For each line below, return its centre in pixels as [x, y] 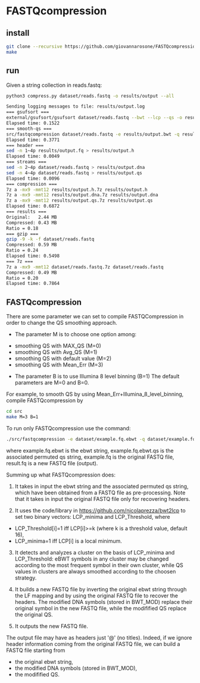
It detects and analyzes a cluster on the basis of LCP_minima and [95, 552]
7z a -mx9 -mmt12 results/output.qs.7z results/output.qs [79, 200]
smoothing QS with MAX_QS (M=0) [58, 346]
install [18, 33]
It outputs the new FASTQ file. [51, 626]
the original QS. [34, 615]
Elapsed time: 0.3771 [33, 140]
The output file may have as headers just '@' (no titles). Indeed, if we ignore [99, 637]
